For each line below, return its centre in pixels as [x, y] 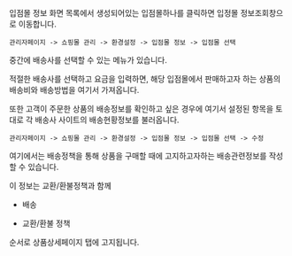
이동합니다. [38, 24]
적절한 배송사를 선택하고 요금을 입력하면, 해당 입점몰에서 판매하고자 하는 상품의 [145, 79]
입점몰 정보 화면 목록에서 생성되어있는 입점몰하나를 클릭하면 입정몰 [124, 13]
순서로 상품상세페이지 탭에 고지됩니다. [74, 242]
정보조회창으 [262, 13]
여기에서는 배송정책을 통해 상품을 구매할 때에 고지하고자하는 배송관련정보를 [138, 156]
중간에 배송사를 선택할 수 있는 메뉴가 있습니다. [88, 60]
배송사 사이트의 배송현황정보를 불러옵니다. [107, 120]
